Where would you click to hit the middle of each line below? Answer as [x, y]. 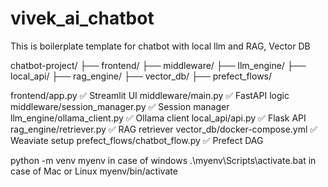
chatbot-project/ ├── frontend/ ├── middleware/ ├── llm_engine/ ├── [158, 65]
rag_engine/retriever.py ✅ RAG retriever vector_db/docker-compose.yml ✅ [164, 129]
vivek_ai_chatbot [82, 18]
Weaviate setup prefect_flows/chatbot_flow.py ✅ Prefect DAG [137, 140]
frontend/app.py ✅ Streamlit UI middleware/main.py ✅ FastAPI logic [150, 95]
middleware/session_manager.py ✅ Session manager [120, 106]
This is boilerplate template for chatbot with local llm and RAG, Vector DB [160, 46]
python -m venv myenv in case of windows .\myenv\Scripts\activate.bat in [163, 160]
